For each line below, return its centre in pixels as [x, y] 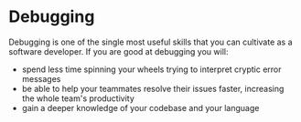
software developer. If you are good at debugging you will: [118, 51]
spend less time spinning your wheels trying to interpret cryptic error [151, 69]
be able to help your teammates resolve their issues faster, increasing [153, 88]
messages [41, 78]
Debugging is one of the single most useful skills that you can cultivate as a [151, 42]
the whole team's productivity [78, 98]
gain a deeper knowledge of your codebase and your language [140, 107]
